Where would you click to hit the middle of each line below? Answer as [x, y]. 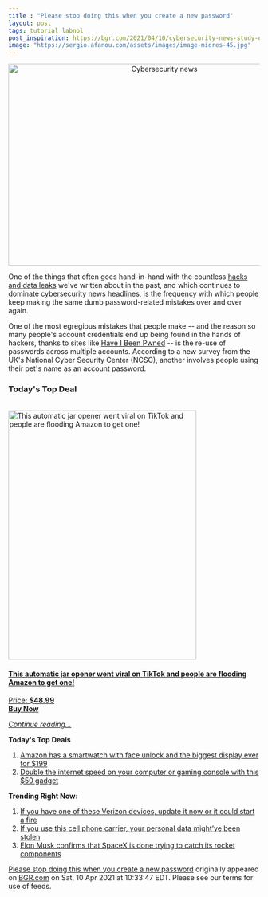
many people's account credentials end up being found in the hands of [124, 335]
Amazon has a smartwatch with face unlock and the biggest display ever [139, 755]
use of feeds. [30, 886]
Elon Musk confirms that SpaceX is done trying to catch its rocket [127, 845]
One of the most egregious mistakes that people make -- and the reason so [132, 326]
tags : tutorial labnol [46, 30]
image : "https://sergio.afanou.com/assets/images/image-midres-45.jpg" [130, 45]
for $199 [33, 763]
